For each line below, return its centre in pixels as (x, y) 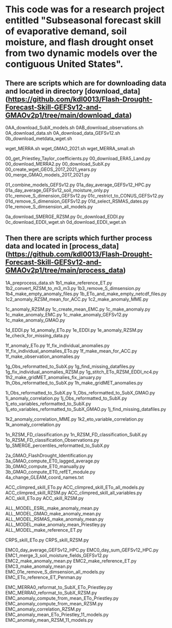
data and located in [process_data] (62, 246)
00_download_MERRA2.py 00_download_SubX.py (58, 164)
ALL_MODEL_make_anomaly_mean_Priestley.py (56, 524)
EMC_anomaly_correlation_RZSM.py (43, 609)
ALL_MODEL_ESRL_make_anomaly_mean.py (52, 508)
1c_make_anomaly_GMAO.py (35, 320)
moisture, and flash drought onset (80, 42)
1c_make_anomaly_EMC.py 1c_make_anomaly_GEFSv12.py (67, 314)
